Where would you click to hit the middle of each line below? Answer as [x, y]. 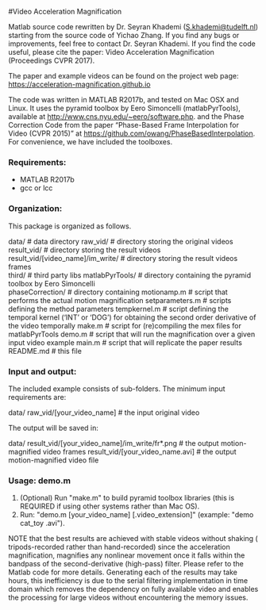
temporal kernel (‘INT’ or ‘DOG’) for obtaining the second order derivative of [132, 317]
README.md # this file [45, 351]
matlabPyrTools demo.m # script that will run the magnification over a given [132, 334]
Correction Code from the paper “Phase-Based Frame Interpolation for [124, 125]
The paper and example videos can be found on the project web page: [123, 76]
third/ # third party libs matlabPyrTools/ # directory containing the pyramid [130, 275]
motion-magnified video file [54, 460]
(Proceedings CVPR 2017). [52, 60]
